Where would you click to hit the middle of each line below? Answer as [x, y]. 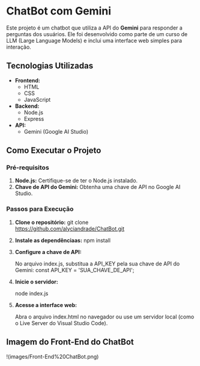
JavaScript [37, 99]
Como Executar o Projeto [54, 151]
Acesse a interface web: [46, 305]
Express [34, 119]
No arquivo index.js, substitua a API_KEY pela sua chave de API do [97, 264]
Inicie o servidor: [36, 282]
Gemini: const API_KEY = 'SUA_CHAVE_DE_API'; [74, 270]
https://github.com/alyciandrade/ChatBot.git [70, 228]
